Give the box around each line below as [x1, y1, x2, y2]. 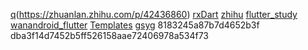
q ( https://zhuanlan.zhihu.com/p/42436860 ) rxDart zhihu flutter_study [10, 9, 298, 20]
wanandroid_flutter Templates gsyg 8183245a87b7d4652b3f [10, 19, 260, 31]
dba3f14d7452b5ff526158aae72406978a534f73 [10, 30, 210, 41]
